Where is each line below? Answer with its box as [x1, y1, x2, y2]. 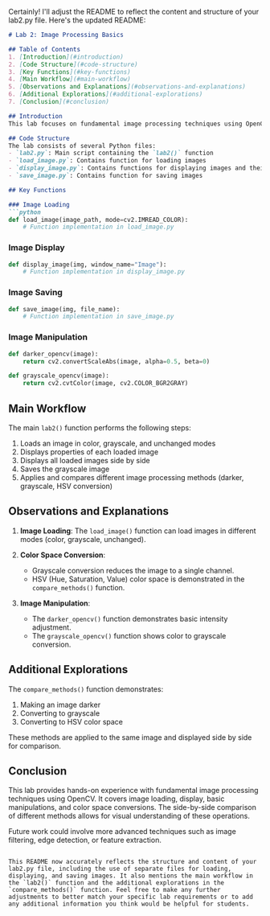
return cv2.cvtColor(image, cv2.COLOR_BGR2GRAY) [22, 380, 189, 388]
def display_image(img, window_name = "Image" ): [8, 261, 167, 269]
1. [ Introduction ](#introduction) [8, 52, 125, 61]
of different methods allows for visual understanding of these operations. [8, 811, 251, 821]
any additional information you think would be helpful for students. [8, 900, 250, 908]
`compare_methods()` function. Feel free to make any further [8, 886, 221, 894]
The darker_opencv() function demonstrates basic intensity [31, 614, 228, 623]
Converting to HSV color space [19, 717, 123, 726]
